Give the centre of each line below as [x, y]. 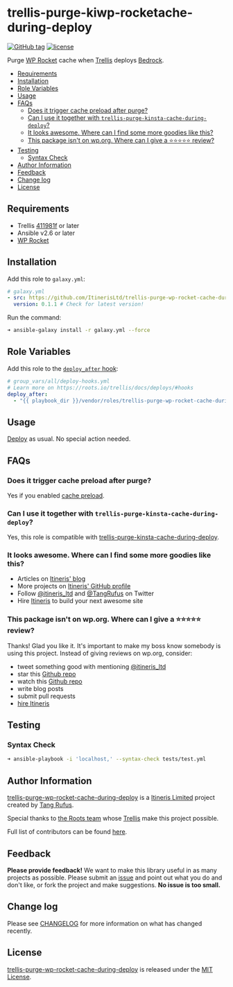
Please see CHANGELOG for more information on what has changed [105, 923]
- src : [17, 298]
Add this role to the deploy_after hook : [63, 368]
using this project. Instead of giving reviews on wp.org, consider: [100, 653]
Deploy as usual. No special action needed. [69, 439]
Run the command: [34, 317]
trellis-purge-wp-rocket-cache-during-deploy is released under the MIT [110, 969]
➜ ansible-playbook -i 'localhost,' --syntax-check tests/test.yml [107, 759]
